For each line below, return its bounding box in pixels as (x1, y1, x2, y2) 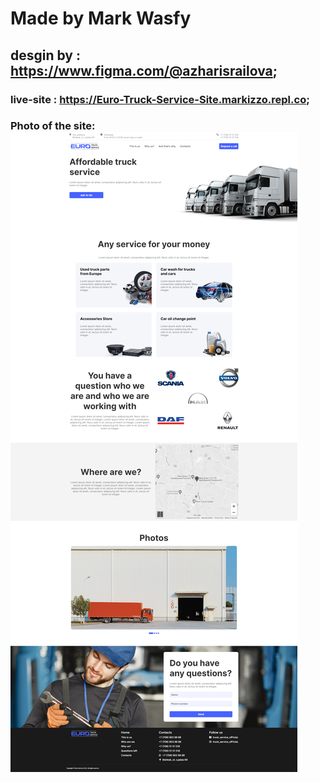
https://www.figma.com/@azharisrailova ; (10, 62, 278, 79)
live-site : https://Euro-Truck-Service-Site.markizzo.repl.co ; (10, 92, 310, 106)
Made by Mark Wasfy (10, 7, 192, 30)
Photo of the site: (10, 119, 96, 133)
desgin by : (10, 47, 82, 64)
